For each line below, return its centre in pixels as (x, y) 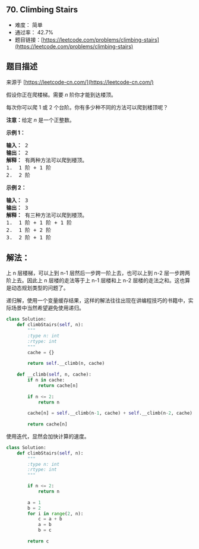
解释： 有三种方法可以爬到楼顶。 (47, 215)
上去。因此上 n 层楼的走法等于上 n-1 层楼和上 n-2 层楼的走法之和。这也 (98, 280)
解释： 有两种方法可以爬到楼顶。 (47, 160)
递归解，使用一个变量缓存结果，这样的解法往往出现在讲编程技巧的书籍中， (97, 301)
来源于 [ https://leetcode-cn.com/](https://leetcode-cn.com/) (80, 82)
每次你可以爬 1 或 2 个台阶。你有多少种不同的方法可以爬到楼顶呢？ (87, 107)
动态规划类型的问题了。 (40, 288)
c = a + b (50, 519)
